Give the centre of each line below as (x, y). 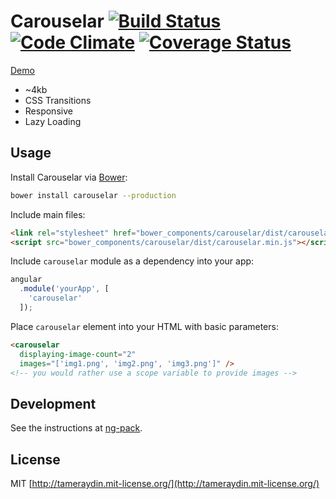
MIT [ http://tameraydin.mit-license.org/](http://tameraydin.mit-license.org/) (165, 483)
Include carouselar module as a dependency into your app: (132, 261)
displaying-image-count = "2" (78, 354)
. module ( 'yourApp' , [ (64, 289)
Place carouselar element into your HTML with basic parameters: (144, 326)
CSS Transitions (58, 100)
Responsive (48, 111)
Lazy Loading (53, 121)
